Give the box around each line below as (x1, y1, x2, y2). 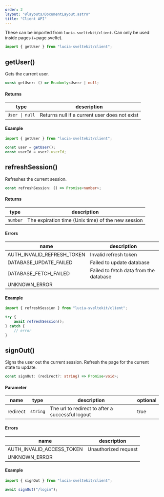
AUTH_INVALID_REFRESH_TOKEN (7, 251, 85, 258)
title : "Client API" (5, 16, 47, 21)
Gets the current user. (5, 71, 49, 77)
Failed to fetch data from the (90, 267, 155, 274)
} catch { (5, 324, 25, 329)
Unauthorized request (87, 446, 138, 452)
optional (137, 397, 157, 404)
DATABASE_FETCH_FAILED (7, 270, 70, 277)
